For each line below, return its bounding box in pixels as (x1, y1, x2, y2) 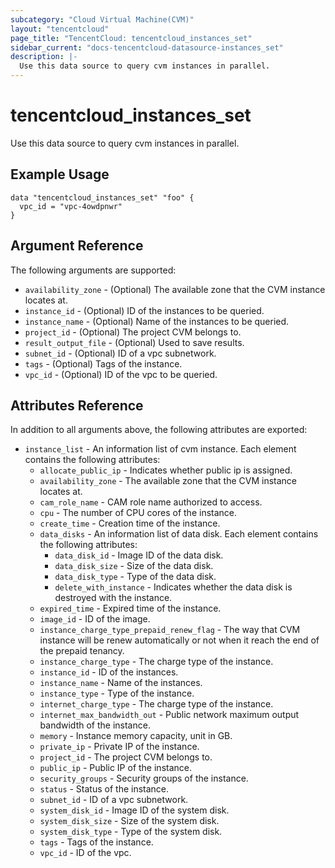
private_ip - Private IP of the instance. (39, 741, 200, 753)
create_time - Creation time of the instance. (39, 517, 221, 530)
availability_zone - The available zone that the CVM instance (39, 475, 297, 487)
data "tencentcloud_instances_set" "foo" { (10, 192, 195, 203)
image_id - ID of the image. (39, 613, 151, 625)
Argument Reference (10, 237, 144, 255)
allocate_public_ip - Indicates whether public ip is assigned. (39, 464, 293, 476)
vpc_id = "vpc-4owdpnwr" (19, 201, 123, 211)
